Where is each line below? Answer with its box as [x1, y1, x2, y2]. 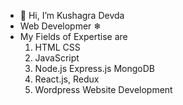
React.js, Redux [34, 73, 100, 85]
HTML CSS [34, 41, 81, 53]
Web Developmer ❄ [19, 20, 102, 32]
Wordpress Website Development [34, 84, 173, 95]
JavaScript [34, 52, 80, 64]
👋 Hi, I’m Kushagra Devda [19, 10, 125, 21]
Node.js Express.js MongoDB [34, 63, 155, 74]
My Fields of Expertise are [19, 31, 128, 42]
